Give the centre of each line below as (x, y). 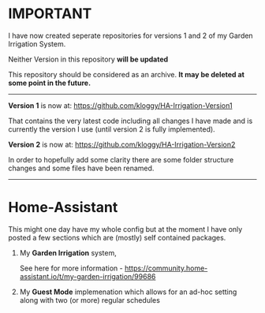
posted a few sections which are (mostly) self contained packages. (117, 237)
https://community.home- (166, 268)
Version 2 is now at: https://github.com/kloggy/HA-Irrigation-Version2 (122, 144)
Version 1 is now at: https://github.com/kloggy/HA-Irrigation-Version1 (120, 105)
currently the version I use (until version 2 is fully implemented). (112, 129)
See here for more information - (71, 268)
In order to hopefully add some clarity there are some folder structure (121, 159)
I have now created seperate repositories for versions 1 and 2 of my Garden (131, 35)
